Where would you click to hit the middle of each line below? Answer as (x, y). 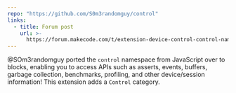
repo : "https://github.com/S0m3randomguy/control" (83, 14)
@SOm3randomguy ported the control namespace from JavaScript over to (116, 59)
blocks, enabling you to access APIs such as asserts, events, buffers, (107, 67)
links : (17, 20)
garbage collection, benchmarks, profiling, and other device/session (106, 75)
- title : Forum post (44, 27)
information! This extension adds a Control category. (84, 82)
